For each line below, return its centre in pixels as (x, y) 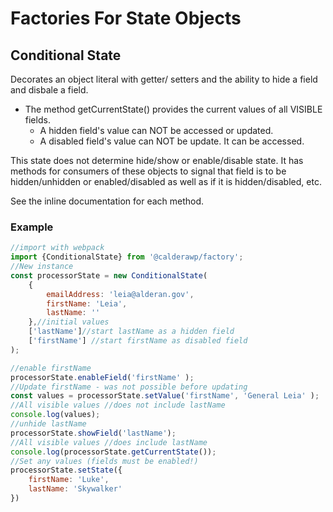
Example (32, 227)
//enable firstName (51, 368)
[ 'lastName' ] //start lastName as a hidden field (131, 332)
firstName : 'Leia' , (87, 303)
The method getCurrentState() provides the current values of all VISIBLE (173, 109)
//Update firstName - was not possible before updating (129, 387)
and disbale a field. (49, 90)
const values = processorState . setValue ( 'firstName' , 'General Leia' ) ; (165, 396)
